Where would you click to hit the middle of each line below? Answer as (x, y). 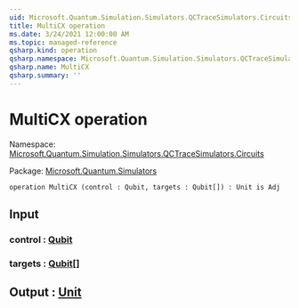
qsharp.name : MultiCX (49, 68)
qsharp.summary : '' (45, 76)
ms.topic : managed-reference (63, 42)
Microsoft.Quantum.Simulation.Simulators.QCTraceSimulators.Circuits (137, 153)
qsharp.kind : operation (53, 51)
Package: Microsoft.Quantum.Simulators (83, 171)
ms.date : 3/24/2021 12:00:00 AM (69, 34)
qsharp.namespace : (43, 59)
